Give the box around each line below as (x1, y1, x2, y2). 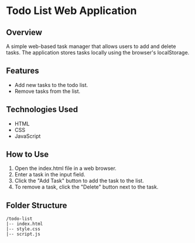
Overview (6, 27, 43, 37)
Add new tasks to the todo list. (14, 81, 88, 88)
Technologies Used (6, 105, 78, 114)
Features (6, 66, 39, 76)
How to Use (6, 150, 49, 159)
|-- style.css (6, 226, 41, 232)
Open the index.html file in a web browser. (14, 165, 117, 172)
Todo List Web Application (6, 4, 137, 18)
